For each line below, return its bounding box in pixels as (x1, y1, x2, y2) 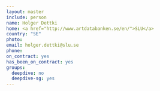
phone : (6, 48, 23, 54)
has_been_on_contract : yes (6, 59, 74, 65)
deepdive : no (11, 70, 44, 76)
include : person (6, 14, 47, 20)
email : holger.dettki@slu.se (6, 43, 79, 48)
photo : (6, 37, 23, 43)
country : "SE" (6, 31, 42, 37)
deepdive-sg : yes (11, 75, 55, 81)
